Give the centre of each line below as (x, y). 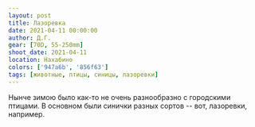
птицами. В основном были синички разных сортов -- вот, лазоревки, (128, 106)
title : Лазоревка (37, 23)
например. (27, 114)
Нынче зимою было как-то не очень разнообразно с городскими (120, 97)
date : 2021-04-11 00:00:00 (53, 30)
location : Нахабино (41, 60)
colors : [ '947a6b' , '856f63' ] (59, 67)
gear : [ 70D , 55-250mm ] (46, 45)
